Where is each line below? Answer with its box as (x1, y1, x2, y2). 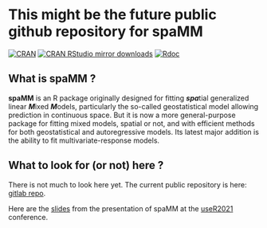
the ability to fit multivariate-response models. (8, 136, 160, 145)
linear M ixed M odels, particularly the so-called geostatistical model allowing (8, 101, 259, 111)
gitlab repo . (8, 188, 46, 198)
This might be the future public (8, 6, 217, 24)
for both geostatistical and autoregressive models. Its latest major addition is (8, 127, 259, 136)
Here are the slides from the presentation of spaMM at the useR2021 (8, 203, 234, 213)
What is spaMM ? (8, 72, 96, 85)
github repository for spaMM (8, 22, 203, 41)
